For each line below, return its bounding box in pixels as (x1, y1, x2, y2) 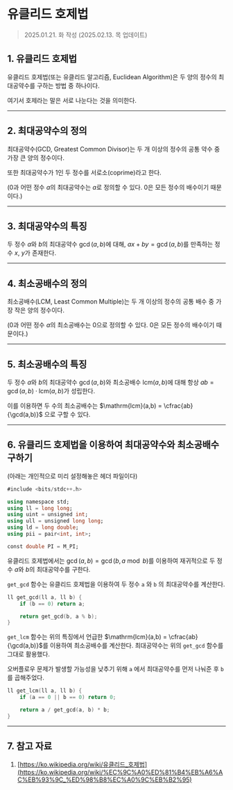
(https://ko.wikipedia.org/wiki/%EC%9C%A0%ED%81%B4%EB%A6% (17, 768, 219, 776)
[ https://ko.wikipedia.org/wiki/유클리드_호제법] (17, 760, 148, 768)
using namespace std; (7, 498, 70, 505)
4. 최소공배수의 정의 (7, 277, 88, 289)
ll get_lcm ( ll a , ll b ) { (7, 687, 82, 695)
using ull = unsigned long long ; (7, 518, 104, 525)
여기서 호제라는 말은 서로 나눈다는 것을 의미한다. (7, 96, 137, 104)
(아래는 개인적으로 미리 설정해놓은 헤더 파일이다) (7, 472, 138, 480)
